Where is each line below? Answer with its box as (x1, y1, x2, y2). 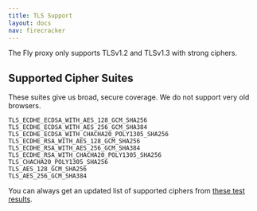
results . (8, 194, 33, 204)
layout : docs (8, 19, 52, 27)
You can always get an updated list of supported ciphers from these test (8, 186, 245, 196)
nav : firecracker (8, 26, 66, 34)
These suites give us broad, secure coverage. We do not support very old (8, 92, 250, 102)
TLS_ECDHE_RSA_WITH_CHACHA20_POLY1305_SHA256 (8, 151, 162, 159)
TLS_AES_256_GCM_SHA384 (8, 172, 88, 180)
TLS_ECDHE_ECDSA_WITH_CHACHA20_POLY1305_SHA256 (8, 131, 169, 139)
